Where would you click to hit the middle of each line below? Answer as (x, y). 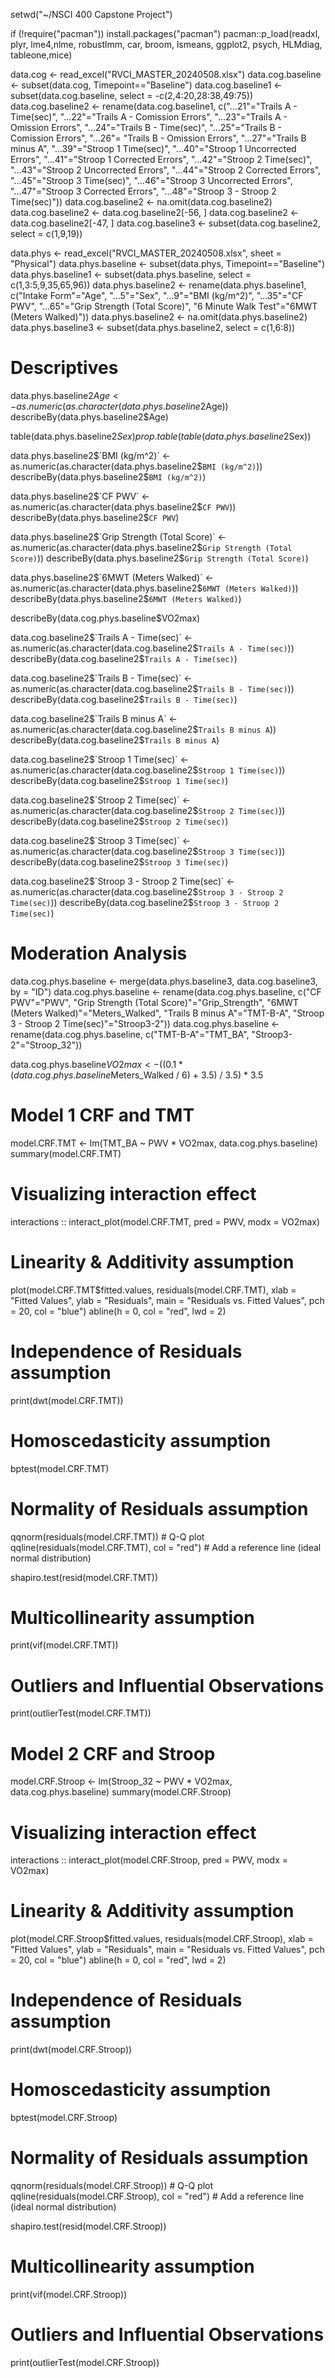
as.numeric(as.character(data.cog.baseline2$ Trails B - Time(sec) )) (152, 688)
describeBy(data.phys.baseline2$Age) (89, 416)
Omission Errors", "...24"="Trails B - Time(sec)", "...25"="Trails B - (146, 127)
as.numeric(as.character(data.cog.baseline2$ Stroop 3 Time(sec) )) (148, 851)
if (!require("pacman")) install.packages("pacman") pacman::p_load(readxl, (165, 33)
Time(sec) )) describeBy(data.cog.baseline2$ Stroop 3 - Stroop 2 (145, 902)
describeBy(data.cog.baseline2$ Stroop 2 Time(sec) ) (119, 821)
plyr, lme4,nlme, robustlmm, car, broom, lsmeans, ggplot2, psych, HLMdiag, (166, 44)
